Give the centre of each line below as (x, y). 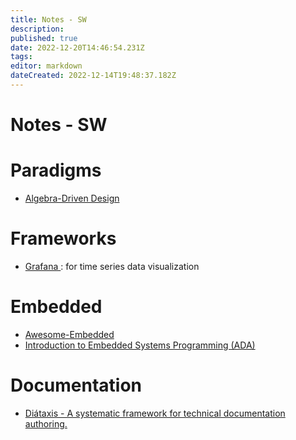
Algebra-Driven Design (72, 198)
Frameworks (63, 238)
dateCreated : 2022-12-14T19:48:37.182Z (93, 76)
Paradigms (56, 170)
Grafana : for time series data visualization (112, 266)
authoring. (46, 423)
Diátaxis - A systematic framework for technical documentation (155, 413)
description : (37, 29)
